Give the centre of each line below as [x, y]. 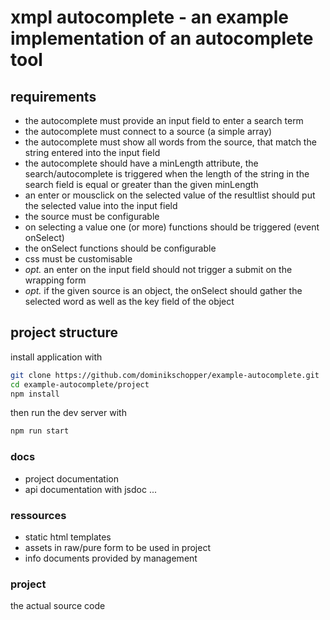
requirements [53, 96]
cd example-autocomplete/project [80, 384]
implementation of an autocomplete [162, 38]
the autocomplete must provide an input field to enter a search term [164, 120]
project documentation [71, 478]
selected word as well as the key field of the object [129, 301]
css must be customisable [78, 259]
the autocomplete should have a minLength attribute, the [141, 163]
